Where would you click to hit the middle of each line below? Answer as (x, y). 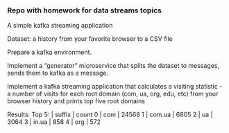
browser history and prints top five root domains (76, 101)
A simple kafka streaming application (60, 26)
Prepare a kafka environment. (50, 52)
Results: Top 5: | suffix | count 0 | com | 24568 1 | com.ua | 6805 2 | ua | (110, 115)
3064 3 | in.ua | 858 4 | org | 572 (54, 122)
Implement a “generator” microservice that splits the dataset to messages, (113, 66)
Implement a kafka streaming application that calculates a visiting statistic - (115, 87)
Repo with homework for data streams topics (84, 10)
